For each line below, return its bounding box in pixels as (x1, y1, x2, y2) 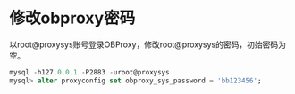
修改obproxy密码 (9, 8, 136, 28)
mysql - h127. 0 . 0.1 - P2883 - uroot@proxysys (9, 67, 170, 76)
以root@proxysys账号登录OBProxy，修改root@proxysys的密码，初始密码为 (9, 39, 286, 50)
